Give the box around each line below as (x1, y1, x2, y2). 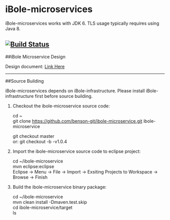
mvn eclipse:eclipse (12, 163, 55, 170)
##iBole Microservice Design (5, 53, 66, 60)
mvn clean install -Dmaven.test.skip (12, 199, 88, 205)
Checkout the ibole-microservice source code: (12, 102, 110, 109)
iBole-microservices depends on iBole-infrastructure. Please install (5, 87, 145, 94)
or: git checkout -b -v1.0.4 (12, 138, 67, 144)
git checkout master (12, 133, 55, 139)
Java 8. (5, 25, 21, 31)
